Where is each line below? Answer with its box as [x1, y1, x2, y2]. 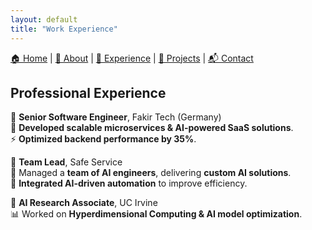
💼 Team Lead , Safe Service [10, 156, 123, 168]
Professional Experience [10, 84, 167, 101]
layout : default [10, 14, 78, 25]
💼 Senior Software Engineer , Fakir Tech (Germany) [10, 111, 222, 123]
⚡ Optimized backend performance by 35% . [10, 133, 197, 145]
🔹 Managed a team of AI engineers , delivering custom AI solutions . [10, 167, 292, 179]
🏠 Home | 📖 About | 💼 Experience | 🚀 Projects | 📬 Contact [10, 52, 254, 64]
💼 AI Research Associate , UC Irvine [10, 197, 158, 209]
